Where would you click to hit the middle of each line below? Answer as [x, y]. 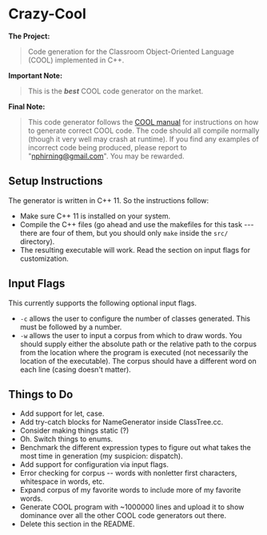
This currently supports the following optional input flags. [103, 303]
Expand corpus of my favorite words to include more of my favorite [130, 490]
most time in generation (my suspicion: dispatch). [101, 456]
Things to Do [41, 394]
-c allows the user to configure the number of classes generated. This [135, 318]
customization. [44, 258]
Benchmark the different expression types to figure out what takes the [135, 448]
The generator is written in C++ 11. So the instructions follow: [109, 200]
